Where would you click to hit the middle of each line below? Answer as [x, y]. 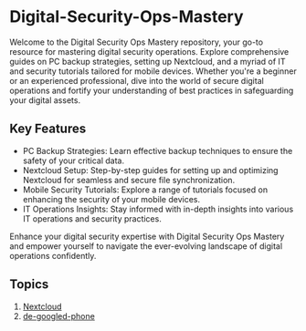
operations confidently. [53, 255]
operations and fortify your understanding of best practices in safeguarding [152, 90]
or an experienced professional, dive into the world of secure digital [137, 80]
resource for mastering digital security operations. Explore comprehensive [149, 51]
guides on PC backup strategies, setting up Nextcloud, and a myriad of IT [148, 61]
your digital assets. [45, 100]
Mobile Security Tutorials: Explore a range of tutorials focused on [145, 190]
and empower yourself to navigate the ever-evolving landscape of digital [146, 246]
